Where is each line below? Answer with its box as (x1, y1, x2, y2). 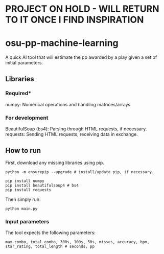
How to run (5, 146, 41, 155)
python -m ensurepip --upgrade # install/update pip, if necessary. (5, 169, 154, 174)
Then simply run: (5, 196, 41, 202)
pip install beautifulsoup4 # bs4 (5, 182, 79, 188)
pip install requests (5, 187, 52, 192)
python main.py (5, 206, 38, 211)
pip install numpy (5, 178, 44, 183)
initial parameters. (5, 60, 43, 66)
